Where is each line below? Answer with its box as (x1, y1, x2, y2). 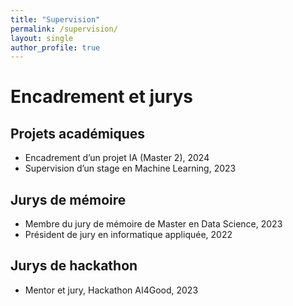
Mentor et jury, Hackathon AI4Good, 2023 (24, 284, 199, 296)
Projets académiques (10, 125, 146, 142)
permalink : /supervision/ (10, 24, 118, 34)
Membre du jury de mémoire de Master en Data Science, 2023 (24, 218, 283, 230)
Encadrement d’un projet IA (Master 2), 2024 (24, 152, 210, 164)
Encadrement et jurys (10, 86, 194, 108)
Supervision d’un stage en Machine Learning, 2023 (24, 162, 237, 175)
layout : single (10, 33, 74, 43)
